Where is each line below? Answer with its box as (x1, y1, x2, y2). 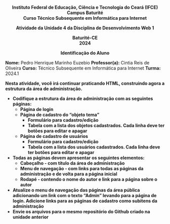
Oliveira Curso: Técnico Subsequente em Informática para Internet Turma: (5, 65, 161, 71)
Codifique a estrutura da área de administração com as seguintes (12, 96, 153, 101)
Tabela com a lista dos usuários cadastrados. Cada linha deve (27, 144, 160, 150)
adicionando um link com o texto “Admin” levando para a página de (12, 193, 157, 198)
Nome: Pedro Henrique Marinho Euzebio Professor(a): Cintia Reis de (5, 60, 150, 65)
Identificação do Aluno (60, 50, 110, 56)
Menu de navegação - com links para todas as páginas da (20, 166, 144, 171)
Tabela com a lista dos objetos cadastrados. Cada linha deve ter (27, 123, 165, 128)
